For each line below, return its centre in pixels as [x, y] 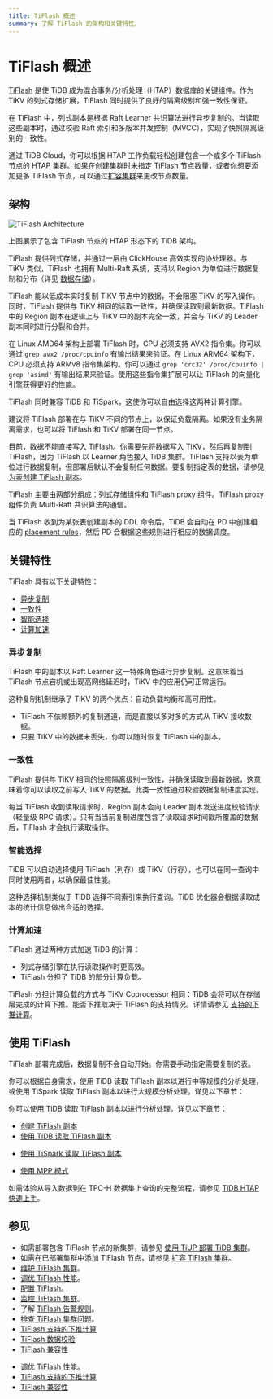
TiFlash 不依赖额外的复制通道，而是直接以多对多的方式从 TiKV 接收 [132, 717]
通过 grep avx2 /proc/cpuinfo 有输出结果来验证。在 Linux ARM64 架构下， [134, 354]
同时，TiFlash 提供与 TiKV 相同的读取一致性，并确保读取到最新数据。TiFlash [136, 306]
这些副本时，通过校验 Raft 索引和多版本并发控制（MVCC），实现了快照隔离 [133, 128]
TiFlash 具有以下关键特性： [54, 581]
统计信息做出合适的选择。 [65, 907]
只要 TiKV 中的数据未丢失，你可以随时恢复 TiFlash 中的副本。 [123, 737]
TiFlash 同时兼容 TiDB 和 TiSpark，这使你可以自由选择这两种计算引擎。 [128, 402]
